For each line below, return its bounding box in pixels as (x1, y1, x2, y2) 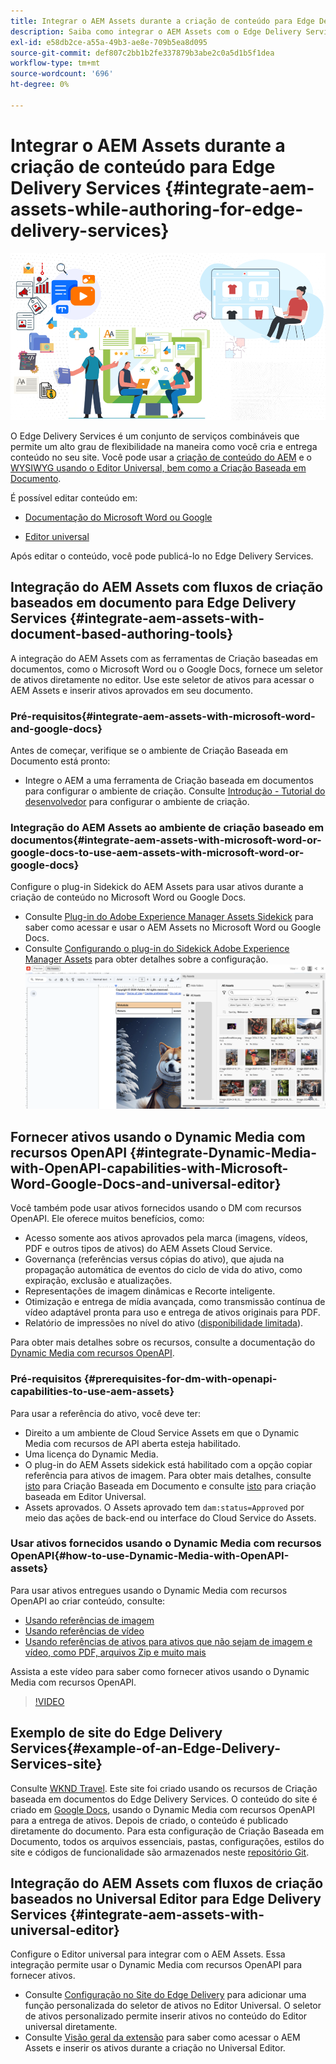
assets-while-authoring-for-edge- (10, 198, 304, 220)
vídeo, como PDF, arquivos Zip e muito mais (24, 1646, 207, 1658)
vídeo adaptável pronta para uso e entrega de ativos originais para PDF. (24, 1306, 321, 1319)
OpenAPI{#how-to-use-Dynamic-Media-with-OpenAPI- (10, 1549, 290, 1563)
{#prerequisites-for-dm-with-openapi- (83, 1372, 278, 1386)
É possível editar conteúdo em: (10, 491, 138, 504)
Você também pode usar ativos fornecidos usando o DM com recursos (10, 1202, 302, 1214)
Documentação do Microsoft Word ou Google (24, 511, 213, 523)
